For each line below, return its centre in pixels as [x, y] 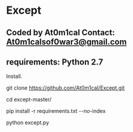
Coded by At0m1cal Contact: [61, 33]
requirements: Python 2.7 [55, 62]
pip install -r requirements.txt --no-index [56, 111]
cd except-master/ [29, 100]
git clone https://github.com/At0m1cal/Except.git [66, 88]
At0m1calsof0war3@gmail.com [66, 42]
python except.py [28, 122]
